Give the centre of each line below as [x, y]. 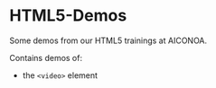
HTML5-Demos [68, 16]
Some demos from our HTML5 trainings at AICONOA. [108, 40]
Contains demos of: [46, 57]
